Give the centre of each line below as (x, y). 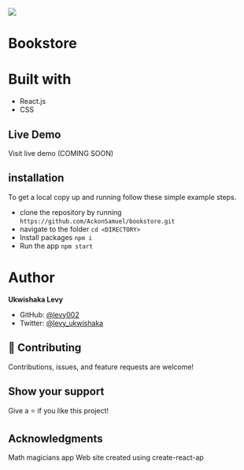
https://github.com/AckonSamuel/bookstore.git (97, 221)
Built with (40, 80)
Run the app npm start (56, 246)
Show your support (56, 391)
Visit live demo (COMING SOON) (61, 153)
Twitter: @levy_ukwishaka (61, 323)
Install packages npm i (56, 237)
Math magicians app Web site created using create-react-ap (106, 457)
